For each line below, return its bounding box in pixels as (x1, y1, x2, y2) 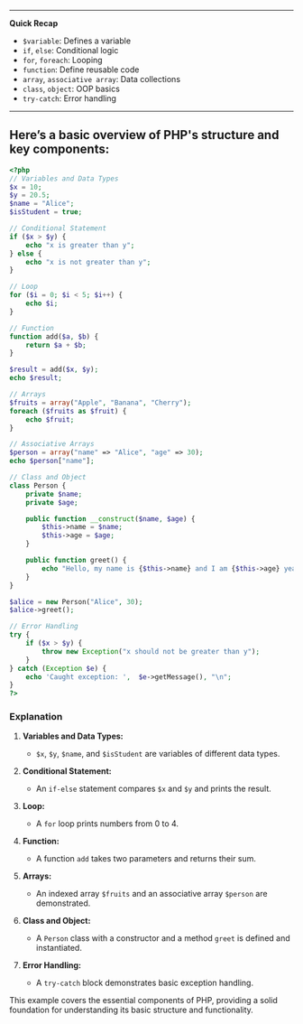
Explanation (9, 711, 63, 723)
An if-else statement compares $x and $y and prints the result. (35, 783, 272, 795)
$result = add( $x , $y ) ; (9, 365, 99, 375)
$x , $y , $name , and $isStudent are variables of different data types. (35, 749, 280, 759)
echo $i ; (25, 299, 59, 308)
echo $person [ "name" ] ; (9, 457, 95, 466)
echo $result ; (9, 374, 63, 383)
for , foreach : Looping (22, 55, 103, 65)
